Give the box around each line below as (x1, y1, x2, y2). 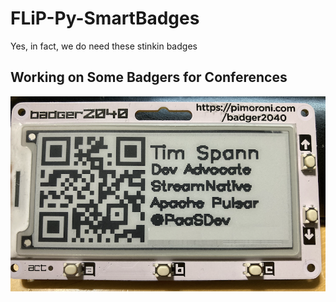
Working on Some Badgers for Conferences (10, 69, 288, 86)
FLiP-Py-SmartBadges (10, 7, 200, 30)
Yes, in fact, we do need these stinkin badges (10, 40, 198, 52)
